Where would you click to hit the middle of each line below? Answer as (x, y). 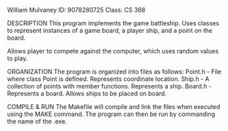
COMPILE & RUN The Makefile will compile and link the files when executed (114, 107)
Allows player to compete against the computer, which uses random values (113, 51)
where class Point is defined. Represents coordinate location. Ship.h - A (109, 79)
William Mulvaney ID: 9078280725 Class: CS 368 (76, 10)
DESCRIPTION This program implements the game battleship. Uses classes (113, 23)
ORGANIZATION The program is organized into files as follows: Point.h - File (114, 72)
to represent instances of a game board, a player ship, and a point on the (110, 31)
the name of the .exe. (37, 121)
